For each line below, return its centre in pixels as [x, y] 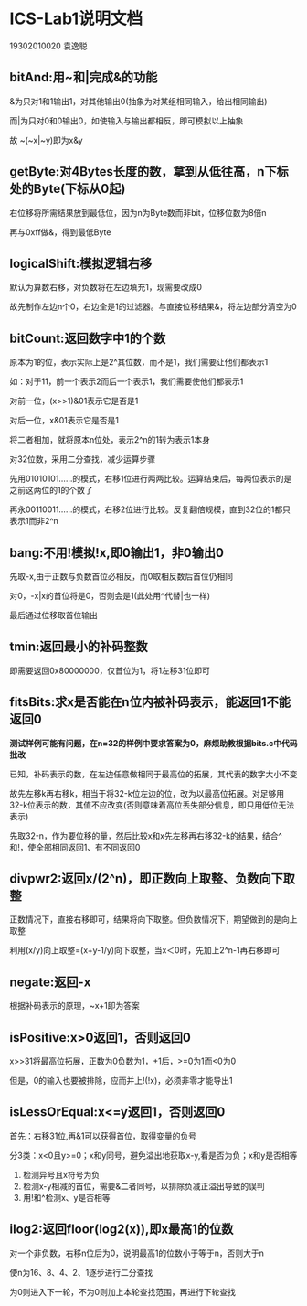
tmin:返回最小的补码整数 [79, 647]
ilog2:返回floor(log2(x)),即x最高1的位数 [122, 1230]
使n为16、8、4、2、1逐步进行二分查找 [81, 1272]
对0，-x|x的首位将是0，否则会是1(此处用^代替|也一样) [110, 596]
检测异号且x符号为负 [61, 1174]
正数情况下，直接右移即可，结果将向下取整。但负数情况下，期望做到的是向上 [153, 919]
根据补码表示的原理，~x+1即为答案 [74, 1006]
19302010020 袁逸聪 [48, 46]
